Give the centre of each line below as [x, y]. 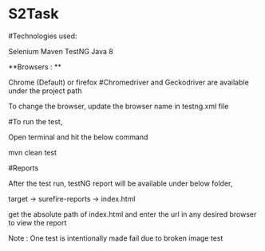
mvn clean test [33, 152]
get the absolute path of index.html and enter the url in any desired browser [132, 214]
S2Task [34, 14]
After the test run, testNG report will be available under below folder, [121, 183]
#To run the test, [36, 121]
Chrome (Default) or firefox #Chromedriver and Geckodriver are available [129, 82]
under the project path [45, 90]
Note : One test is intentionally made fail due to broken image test [116, 238]
